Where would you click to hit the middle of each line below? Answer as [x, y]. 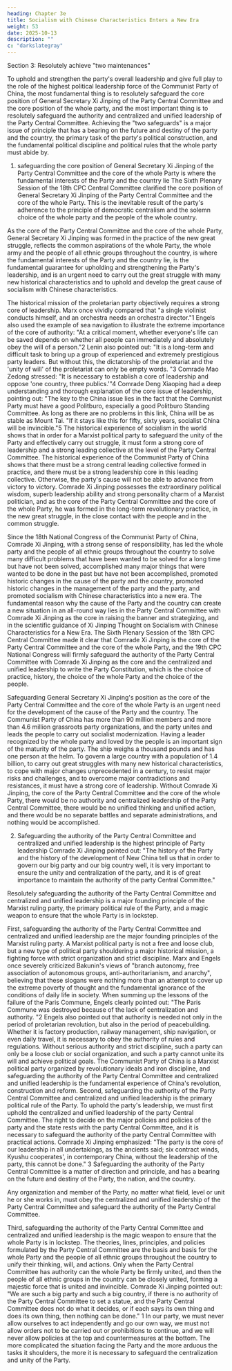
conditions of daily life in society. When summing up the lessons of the [108, 995]
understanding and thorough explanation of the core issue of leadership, [110, 391]
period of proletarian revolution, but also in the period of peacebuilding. [109, 1024]
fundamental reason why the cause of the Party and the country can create [114, 603]
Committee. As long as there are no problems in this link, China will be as [111, 413]
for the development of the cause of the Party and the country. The [103, 712]
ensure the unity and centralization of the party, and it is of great [109, 872]
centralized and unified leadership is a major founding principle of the [106, 901]
